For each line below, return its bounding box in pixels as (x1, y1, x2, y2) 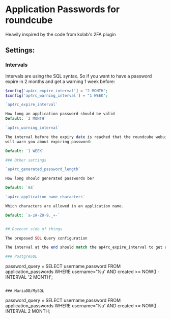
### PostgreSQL (5, 254, 38, 259)
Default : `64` (5, 185, 36, 191)
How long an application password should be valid (5, 111, 115, 117)
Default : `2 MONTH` (5, 116, 47, 121)
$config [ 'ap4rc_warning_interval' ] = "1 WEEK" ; (5, 93, 108, 98)
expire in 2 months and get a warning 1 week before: (5, 78, 116, 85)
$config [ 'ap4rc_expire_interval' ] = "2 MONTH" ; (5, 88, 108, 93)
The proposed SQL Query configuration (5, 235, 88, 241)
